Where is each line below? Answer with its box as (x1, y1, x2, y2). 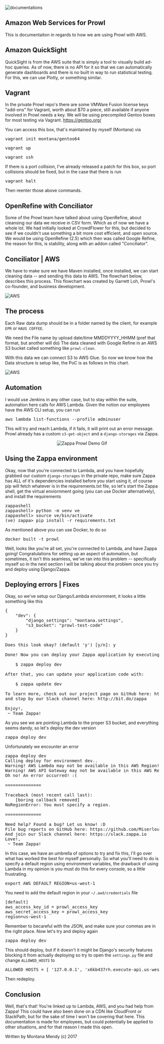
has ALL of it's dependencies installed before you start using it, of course (5, 477, 153, 484)
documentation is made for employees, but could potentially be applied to (5, 1019, 153, 1025)
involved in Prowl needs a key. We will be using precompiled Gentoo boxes (5, 112, 155, 118)
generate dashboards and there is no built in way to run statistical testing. (5, 69, 153, 75)
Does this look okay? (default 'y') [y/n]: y (5, 642, 116, 648)
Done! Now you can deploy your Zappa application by (5, 652, 134, 658)
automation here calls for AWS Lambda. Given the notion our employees (5, 402, 150, 408)
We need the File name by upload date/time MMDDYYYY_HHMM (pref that (5, 335, 155, 340)
